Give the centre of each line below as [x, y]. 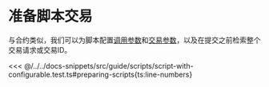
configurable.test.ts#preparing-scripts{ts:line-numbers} [100, 74]
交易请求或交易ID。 [40, 49]
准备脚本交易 [51, 16]
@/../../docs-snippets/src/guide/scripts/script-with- [108, 65]
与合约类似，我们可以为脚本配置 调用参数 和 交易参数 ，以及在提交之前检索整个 [134, 40]
